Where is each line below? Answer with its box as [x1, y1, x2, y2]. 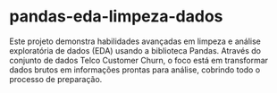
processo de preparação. [9, 73, 103, 84]
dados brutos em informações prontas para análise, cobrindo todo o [9, 64, 261, 75]
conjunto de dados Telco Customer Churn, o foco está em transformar [9, 55, 269, 65]
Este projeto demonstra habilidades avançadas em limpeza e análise [9, 36, 262, 46]
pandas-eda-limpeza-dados [9, 6, 223, 27]
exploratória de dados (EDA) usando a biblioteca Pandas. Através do [9, 45, 262, 55]
